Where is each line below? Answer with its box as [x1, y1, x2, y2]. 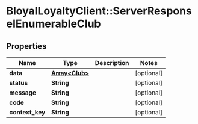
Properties [6, 41, 47, 51]
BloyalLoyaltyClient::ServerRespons [6, 4, 193, 18]
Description [94, 59, 129, 67]
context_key [9, 108, 46, 116]
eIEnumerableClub [6, 17, 101, 31]
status [9, 79, 28, 87]
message [9, 88, 36, 97]
